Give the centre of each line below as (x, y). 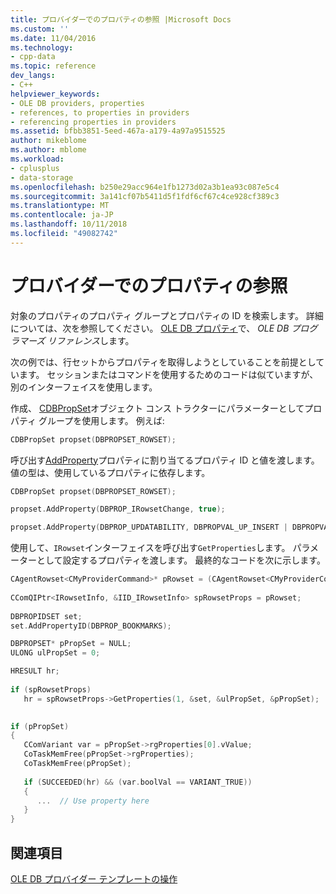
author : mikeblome (48, 141)
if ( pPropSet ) (40, 726)
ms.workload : (37, 159)
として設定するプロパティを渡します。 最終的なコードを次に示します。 (181, 560)
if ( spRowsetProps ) (51, 689)
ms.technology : (42, 47)
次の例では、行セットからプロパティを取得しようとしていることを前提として (167, 362)
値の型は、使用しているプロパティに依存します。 (110, 472)
